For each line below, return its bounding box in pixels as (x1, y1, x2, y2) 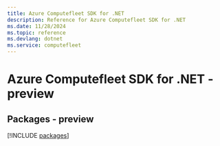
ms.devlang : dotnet (7, 36, 63, 42)
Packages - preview (7, 113, 94, 125)
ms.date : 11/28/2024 (7, 23, 67, 29)
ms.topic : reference (7, 29, 67, 36)
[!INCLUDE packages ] (7, 132, 69, 139)
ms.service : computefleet (7, 42, 81, 49)
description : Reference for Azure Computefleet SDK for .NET (7, 16, 186, 23)
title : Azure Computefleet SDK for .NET (7, 10, 125, 17)
